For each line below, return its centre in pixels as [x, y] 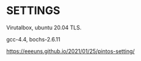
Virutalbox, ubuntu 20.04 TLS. [44, 27]
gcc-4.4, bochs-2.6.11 [33, 39]
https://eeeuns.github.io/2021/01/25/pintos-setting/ [70, 51]
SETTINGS [33, 11]
